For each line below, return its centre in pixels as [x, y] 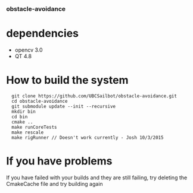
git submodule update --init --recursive [64, 106]
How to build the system [67, 80]
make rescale [28, 132]
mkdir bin [24, 112]
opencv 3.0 [29, 50]
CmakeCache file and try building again [55, 183]
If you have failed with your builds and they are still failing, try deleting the [97, 178]
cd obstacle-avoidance [40, 101]
